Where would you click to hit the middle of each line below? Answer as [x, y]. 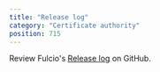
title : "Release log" [49, 17]
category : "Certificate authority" [75, 25]
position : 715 [35, 33]
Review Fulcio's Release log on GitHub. [80, 59]
